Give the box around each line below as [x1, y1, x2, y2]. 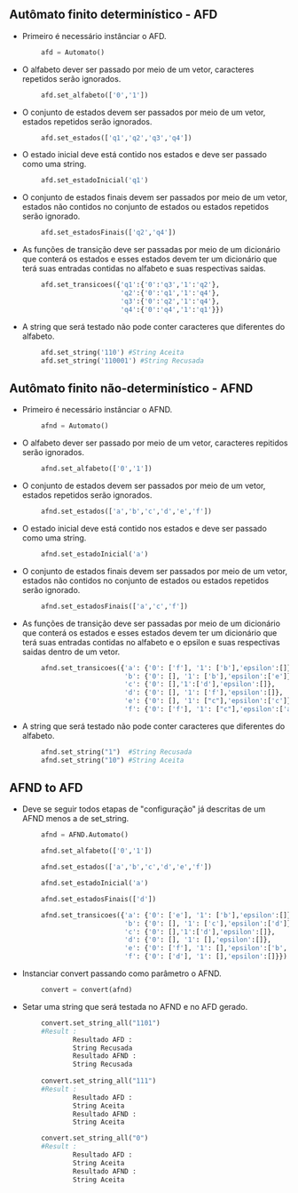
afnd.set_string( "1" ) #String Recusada [41, 747, 192, 757]
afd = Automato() [41, 48, 105, 57]
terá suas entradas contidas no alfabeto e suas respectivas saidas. [21, 263, 266, 274]
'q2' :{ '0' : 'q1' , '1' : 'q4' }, [120, 289, 220, 298]
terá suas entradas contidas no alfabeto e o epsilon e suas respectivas [21, 637, 281, 647]
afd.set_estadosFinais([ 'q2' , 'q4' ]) [41, 228, 176, 237]
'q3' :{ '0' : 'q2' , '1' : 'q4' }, [120, 297, 220, 306]
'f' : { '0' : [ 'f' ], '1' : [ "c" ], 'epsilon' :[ [123, 705, 284, 714]
